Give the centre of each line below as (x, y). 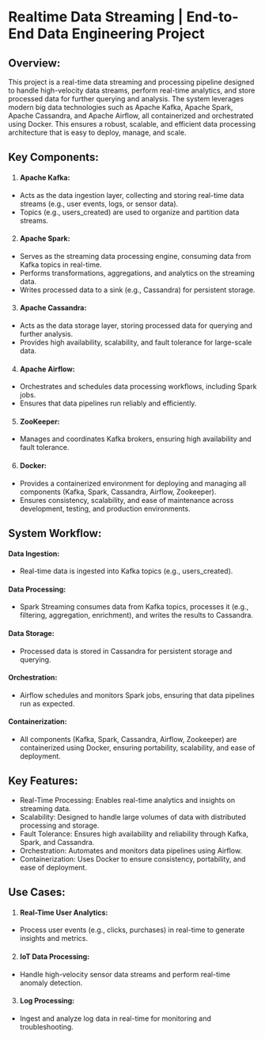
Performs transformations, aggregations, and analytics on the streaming (137, 272)
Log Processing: (47, 1001)
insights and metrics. (54, 938)
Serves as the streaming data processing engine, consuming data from (135, 256)
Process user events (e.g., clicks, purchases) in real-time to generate (132, 930)
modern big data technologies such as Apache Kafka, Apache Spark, (121, 107)
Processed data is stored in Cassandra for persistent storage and (126, 651)
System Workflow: (55, 533)
